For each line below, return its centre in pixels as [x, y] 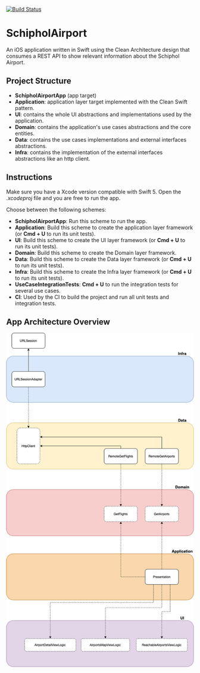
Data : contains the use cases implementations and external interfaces [101, 139]
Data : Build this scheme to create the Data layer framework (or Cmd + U [103, 259]
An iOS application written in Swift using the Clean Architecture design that [98, 49]
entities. [24, 133]
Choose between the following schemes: [56, 209]
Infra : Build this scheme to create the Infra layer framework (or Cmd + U [103, 271]
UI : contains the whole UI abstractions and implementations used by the [103, 114]
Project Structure [39, 81]
